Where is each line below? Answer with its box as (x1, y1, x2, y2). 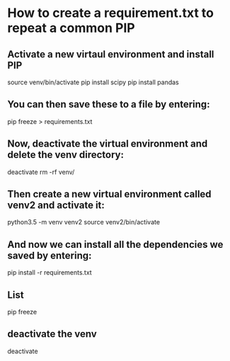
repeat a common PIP (7, 20, 136, 36)
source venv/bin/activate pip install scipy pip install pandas (7, 78, 179, 86)
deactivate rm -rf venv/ (7, 168, 75, 176)
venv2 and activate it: (7, 200, 105, 212)
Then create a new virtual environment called (7, 188, 212, 200)
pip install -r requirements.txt (7, 268, 92, 277)
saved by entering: (7, 249, 92, 261)
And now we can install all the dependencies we (7, 239, 224, 251)
